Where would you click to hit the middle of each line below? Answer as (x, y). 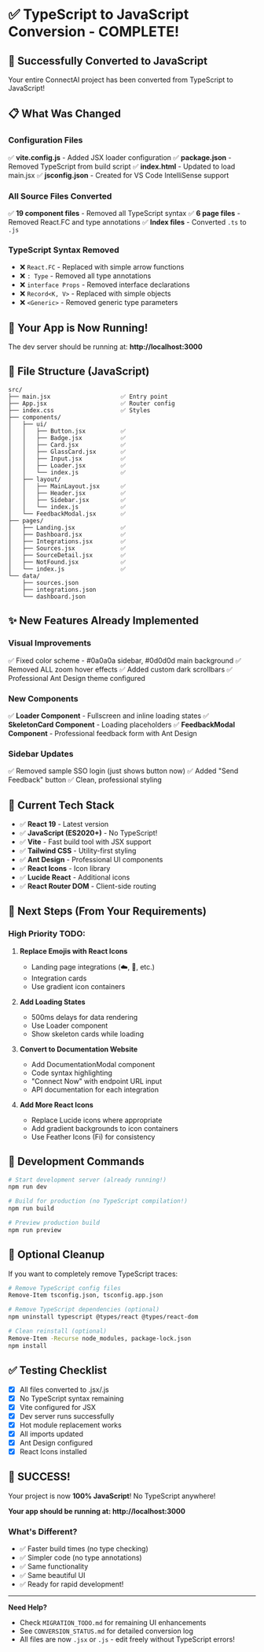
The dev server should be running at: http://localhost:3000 (105, 347)
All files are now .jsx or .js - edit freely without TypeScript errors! (127, 1639)
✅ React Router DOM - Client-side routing (88, 886)
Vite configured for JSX (57, 1407)
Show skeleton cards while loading (88, 1033)
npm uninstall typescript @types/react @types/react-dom (103, 1317)
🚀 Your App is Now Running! (78, 327)
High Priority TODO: (47, 934)
